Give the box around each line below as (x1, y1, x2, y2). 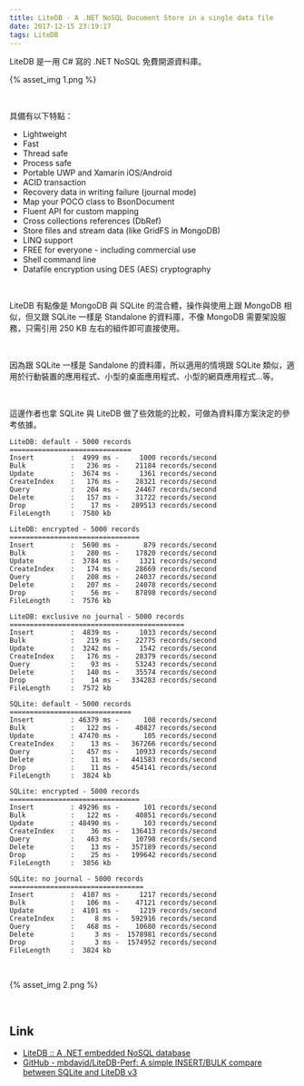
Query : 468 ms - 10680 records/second (9, 923, 218, 932)
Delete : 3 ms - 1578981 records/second (9, 930, 218, 940)
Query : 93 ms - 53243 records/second (9, 660, 218, 669)
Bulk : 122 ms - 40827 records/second (9, 724, 218, 733)
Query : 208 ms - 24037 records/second (9, 573, 218, 582)
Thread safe (22, 148, 69, 159)
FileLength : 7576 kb (9, 597, 112, 606)
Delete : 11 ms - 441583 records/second (9, 755, 218, 765)
